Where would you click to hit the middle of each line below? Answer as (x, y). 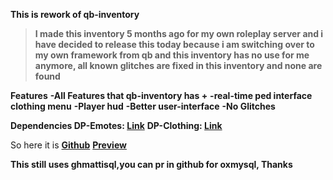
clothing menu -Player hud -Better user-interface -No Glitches (143, 106)
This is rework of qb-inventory (75, 14)
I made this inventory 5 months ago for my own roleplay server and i (179, 33)
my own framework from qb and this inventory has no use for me (172, 55)
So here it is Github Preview (68, 145)
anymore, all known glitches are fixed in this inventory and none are (178, 65)
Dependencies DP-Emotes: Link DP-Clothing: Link (116, 125)
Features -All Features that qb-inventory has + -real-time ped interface (161, 95)
